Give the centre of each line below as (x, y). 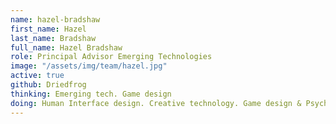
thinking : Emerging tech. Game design (91, 94)
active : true (37, 76)
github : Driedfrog (48, 85)
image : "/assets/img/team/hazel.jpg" (89, 66)
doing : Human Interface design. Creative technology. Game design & (156, 103)
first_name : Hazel (48, 29)
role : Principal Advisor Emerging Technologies (111, 57)
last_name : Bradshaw (53, 38)
